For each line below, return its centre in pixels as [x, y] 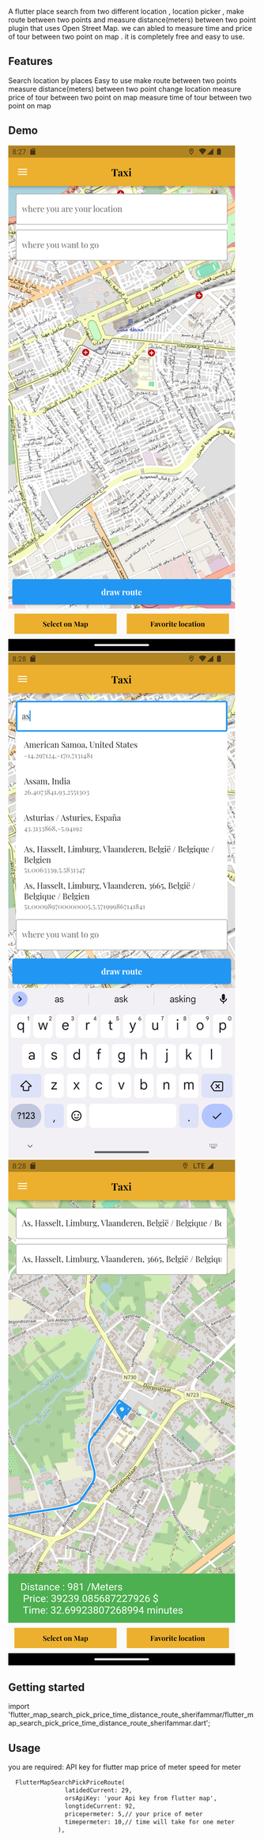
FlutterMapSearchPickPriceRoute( [70, 1782]
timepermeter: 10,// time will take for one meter [150, 1822]
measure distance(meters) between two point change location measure [124, 89]
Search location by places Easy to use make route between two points [123, 80]
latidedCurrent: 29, [98, 1790]
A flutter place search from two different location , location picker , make [126, 11]
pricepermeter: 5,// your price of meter [134, 1814]
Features [30, 61]
